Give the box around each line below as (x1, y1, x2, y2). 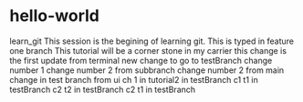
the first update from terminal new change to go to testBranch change (9, 55, 273, 66)
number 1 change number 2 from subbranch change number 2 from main (9, 65, 285, 76)
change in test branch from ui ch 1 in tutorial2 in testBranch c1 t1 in (9, 74, 258, 85)
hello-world (9, 5, 100, 26)
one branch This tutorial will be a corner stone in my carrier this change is (9, 45, 287, 56)
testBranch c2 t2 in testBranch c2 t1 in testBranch (9, 84, 196, 95)
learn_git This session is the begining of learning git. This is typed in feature (9, 36, 295, 46)
